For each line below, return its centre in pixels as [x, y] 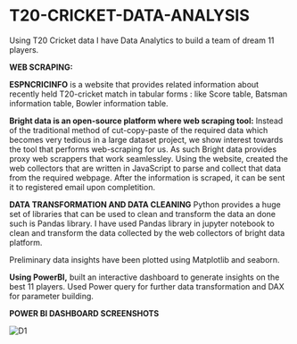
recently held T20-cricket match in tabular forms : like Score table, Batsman [148, 94]
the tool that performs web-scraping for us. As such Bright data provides [143, 149]
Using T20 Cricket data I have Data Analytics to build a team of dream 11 [142, 40]
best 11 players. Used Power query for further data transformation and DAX [147, 286]
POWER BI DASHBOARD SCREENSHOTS [84, 313]
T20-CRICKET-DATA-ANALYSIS [129, 16]
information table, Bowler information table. [89, 103]
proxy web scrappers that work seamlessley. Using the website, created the [148, 158]
